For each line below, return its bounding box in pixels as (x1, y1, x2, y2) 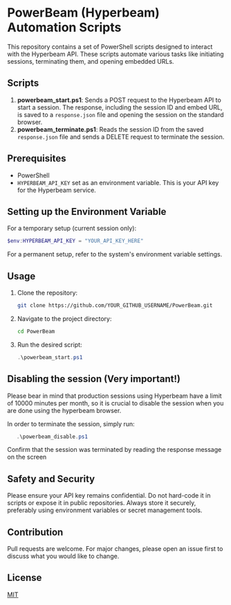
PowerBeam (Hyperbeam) (7, 5, 160, 21)
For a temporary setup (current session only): (7, 224, 137, 233)
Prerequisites (7, 152, 66, 164)
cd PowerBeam (17, 328, 55, 335)
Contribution (7, 526, 64, 538)
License (7, 572, 42, 584)
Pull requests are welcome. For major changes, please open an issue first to (7, 545, 223, 552)
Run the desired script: (17, 340, 82, 349)
